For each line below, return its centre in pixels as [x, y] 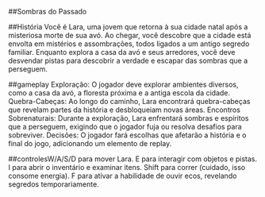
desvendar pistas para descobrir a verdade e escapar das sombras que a [128, 60]
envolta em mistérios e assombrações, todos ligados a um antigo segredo [129, 44]
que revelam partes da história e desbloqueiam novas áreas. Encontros [124, 110]
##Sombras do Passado [48, 12]
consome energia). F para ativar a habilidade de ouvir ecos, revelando [123, 176]
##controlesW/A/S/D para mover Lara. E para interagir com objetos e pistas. [133, 159]
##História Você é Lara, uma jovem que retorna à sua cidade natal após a [128, 27]
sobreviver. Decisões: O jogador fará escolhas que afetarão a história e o [127, 135]
